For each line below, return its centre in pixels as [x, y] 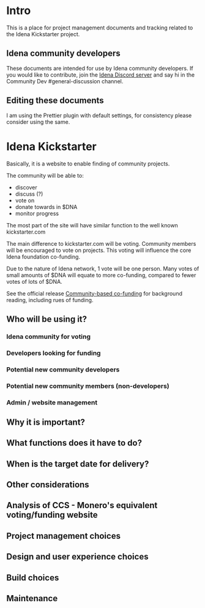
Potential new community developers [63, 370]
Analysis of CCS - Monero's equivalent [82, 505]
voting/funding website [52, 515]
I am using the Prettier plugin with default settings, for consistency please [99, 115]
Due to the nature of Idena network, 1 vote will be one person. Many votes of [103, 268]
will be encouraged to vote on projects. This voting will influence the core [99, 250]
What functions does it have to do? [74, 443]
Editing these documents [55, 101]
